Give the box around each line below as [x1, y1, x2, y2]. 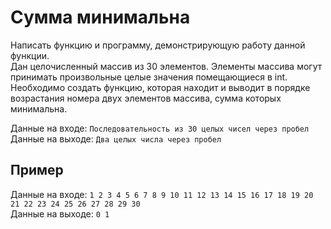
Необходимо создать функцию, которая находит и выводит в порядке [10, 81, 311, 93]
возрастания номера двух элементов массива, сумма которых [10, 92, 282, 104]
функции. [10, 49, 50, 61]
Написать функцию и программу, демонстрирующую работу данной [10, 39, 306, 51]
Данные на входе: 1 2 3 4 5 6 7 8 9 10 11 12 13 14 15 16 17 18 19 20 [10, 188, 314, 200]
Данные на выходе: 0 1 [10, 207, 110, 220]
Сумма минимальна [10, 6, 191, 29]
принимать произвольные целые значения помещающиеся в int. [10, 71, 288, 83]
